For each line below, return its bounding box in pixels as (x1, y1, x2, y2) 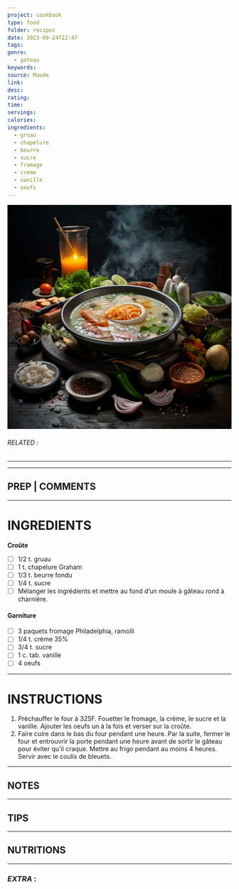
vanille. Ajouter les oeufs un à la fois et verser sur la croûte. (17, 722, 192, 730)
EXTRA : (7, 873, 37, 883)
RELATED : (7, 438, 39, 447)
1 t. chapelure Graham (17, 563, 83, 571)
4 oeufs (17, 659, 41, 668)
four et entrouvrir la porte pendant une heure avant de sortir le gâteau (17, 737, 223, 746)
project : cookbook (7, 11, 62, 18)
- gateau (14, 57, 40, 64)
